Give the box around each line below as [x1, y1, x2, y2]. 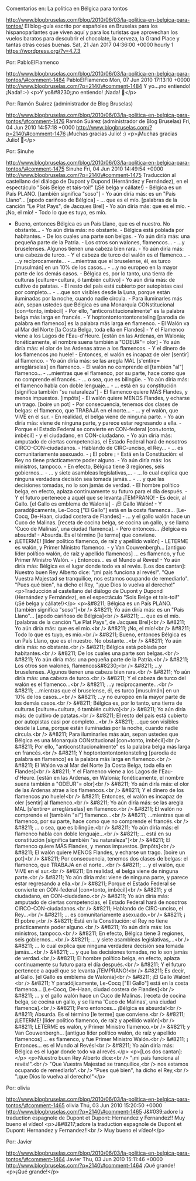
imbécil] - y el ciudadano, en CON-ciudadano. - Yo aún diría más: [14, 432, 173, 439]
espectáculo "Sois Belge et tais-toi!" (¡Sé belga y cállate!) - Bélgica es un [6, 184, 182, 191]
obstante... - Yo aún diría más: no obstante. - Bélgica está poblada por [14, 227, 184, 233]
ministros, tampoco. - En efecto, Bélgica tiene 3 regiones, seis [14, 463, 165, 470]
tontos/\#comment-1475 [6, 165, 65, 172]
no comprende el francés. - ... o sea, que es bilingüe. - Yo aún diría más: [14, 376, 189, 383]
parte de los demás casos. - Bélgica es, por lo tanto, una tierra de [14, 270, 173, 277]
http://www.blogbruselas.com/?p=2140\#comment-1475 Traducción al [6, 172, 176, 178]
